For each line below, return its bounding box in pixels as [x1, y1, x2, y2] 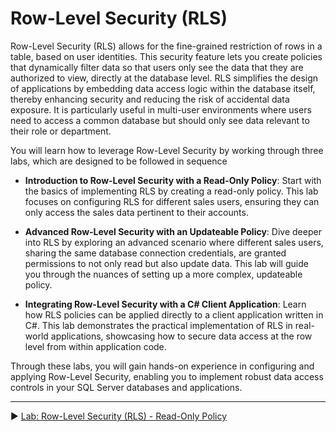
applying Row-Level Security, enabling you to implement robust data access [10, 370, 324, 382]
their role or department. [10, 125, 112, 137]
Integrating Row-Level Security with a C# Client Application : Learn [24, 298, 307, 310]
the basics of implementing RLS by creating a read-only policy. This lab [24, 185, 319, 197]
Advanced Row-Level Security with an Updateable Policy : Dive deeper [24, 225, 322, 237]
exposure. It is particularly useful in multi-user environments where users [10, 103, 312, 116]
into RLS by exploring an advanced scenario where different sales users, [24, 236, 324, 248]
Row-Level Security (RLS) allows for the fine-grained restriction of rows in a [10, 40, 323, 52]
